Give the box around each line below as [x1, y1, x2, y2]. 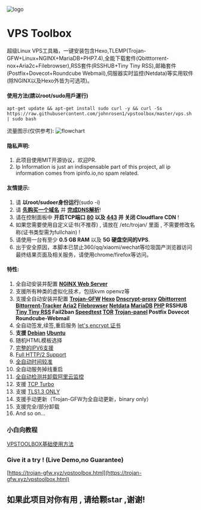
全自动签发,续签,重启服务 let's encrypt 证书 [15, 321, 121, 329]
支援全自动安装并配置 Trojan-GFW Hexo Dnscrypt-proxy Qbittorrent [15, 295, 187, 302]
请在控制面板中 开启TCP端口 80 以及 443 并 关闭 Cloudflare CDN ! [15, 213, 179, 221]
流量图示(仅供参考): [7, 127, 54, 135]
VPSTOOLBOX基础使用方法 [7, 441, 74, 448]
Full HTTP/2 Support [15, 351, 66, 358]
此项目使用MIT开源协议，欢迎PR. [15, 156, 97, 164]
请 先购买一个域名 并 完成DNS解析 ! [15, 206, 101, 213]
